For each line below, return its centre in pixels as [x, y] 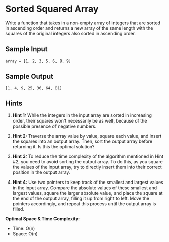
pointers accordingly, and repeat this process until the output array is [84, 204]
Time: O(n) [24, 229]
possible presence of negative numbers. [54, 126]
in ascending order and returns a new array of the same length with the [79, 28]
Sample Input [26, 49]
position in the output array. [41, 172]
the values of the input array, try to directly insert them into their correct [87, 167]
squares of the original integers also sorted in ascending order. [71, 33]
